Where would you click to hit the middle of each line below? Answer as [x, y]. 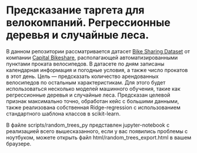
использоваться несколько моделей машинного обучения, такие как [93, 89]
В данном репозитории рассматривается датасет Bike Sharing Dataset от [98, 51]
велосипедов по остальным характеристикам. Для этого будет [86, 82]
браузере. [19, 144]
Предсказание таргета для [76, 10]
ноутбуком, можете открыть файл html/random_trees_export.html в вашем [99, 137]
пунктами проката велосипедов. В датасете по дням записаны [85, 64]
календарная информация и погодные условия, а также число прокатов [97, 70]
